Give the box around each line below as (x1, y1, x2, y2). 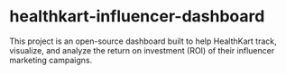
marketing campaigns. (9, 54, 93, 65)
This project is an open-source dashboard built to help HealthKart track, (9, 36, 277, 46)
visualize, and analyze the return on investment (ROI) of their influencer (9, 45, 275, 55)
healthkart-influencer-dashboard (9, 6, 265, 27)
